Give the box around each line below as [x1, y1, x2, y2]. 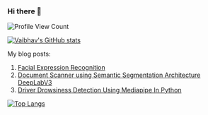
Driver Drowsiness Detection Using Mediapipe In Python [17, 86, 182, 95]
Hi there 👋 [7, 6, 42, 16]
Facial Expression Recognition [17, 63, 106, 72]
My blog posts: [7, 49, 51, 59]
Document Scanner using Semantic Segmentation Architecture [17, 71, 201, 80]
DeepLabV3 [17, 78, 52, 87]
